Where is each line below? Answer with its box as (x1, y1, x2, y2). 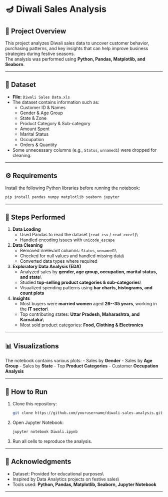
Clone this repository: (12, 400, 57, 406)
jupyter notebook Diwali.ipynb (12, 429, 78, 434)
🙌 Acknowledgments (5, 457, 71, 466)
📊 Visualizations (5, 342, 59, 350)
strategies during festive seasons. (5, 51, 75, 57)
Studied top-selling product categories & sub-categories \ (19, 279, 141, 285)
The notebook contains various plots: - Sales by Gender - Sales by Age (5, 358, 152, 364)
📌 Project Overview (5, 27, 66, 35)
